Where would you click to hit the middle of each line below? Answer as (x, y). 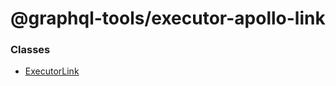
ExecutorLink (52, 71)
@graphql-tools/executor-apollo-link (168, 18)
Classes (30, 50)
